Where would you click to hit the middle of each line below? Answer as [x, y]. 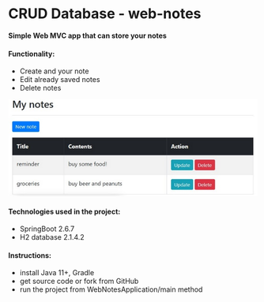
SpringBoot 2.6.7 [47, 229]
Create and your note [54, 71]
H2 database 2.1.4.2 [52, 237]
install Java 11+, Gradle [57, 273]
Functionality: [32, 54]
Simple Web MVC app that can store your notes [88, 35]
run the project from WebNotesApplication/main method [111, 289]
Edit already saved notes [60, 80]
